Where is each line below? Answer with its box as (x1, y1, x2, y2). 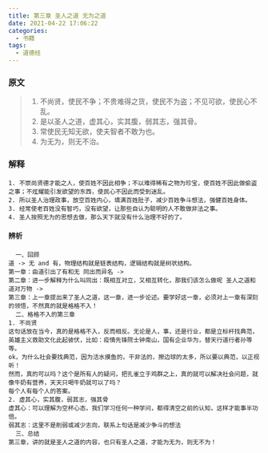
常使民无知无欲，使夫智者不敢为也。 (39, 127, 160, 136)
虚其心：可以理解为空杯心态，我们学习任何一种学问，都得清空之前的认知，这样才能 (8, 404, 241, 412)
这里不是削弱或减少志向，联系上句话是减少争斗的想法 (31, 421, 182, 429)
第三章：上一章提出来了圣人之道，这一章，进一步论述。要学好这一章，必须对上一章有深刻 (8, 293, 258, 301)
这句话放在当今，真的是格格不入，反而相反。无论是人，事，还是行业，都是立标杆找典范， (8, 327, 258, 335)
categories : (8, 26, 48, 34)
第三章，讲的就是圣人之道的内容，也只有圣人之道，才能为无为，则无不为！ (8, 438, 218, 446)
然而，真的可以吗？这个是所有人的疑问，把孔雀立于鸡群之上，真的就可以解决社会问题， (8, 370, 253, 378)
